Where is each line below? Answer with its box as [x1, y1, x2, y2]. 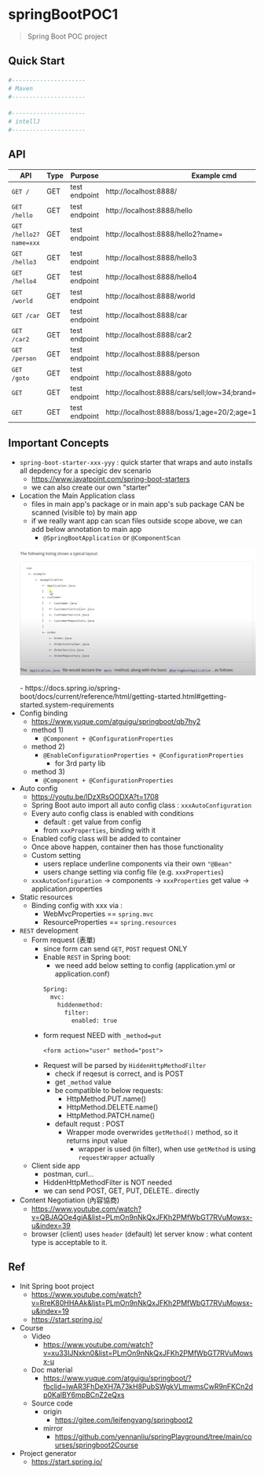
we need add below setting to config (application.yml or [54, 960, 236, 970]
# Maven [8, 84, 34, 92]
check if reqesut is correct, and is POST [54, 1069, 185, 1078]
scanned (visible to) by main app [31, 508, 137, 517]
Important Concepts [8, 437, 109, 450]
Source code [31, 1398, 73, 1408]
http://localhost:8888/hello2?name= [105, 229, 223, 238]
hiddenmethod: [57, 1001, 104, 1009]
